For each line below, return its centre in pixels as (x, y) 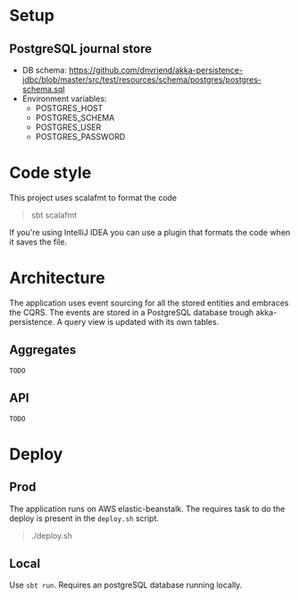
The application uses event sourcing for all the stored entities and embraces (149, 303)
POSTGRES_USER (68, 127)
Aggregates (43, 350)
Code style (50, 173)
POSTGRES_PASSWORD (80, 137)
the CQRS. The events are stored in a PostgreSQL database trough (132, 312)
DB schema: (44, 70)
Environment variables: (64, 98)
